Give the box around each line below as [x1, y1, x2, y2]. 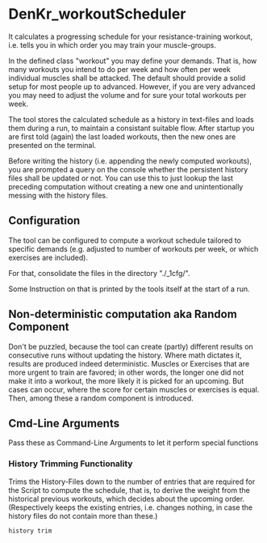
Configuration [8, 214, 81, 227]
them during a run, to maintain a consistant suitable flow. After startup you [8, 123, 255, 133]
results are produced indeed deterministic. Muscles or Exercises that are [8, 358, 250, 368]
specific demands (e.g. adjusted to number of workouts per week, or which [8, 244, 259, 253]
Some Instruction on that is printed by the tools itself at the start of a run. [8, 284, 250, 294]
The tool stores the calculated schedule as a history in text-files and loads [8, 114, 254, 124]
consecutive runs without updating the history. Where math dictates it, [8, 350, 242, 360]
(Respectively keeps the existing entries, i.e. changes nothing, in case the [8, 503, 252, 512]
